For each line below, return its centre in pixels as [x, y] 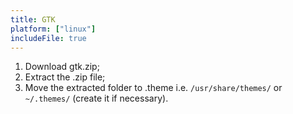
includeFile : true [48, 38]
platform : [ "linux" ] [53, 29]
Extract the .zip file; [65, 77]
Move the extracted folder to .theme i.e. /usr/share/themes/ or [153, 88]
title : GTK [33, 19]
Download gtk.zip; [62, 67]
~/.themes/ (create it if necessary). [96, 98]
